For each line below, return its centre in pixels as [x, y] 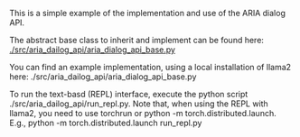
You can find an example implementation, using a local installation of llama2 [150, 67]
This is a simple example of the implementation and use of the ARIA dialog [148, 13]
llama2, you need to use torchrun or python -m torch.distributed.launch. [143, 113]
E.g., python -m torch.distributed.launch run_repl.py [106, 123]
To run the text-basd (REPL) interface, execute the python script [129, 94]
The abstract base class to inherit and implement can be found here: [137, 40]
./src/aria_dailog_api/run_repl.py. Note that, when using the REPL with [139, 104]
